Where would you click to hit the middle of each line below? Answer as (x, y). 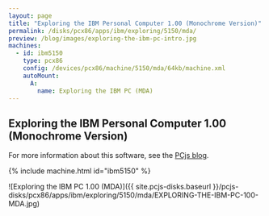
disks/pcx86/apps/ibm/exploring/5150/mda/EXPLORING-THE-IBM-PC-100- (133, 195)
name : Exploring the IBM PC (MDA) (95, 91)
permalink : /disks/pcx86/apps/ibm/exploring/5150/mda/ (103, 31)
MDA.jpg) (24, 204)
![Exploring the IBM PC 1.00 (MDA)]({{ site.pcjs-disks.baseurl (110, 187)
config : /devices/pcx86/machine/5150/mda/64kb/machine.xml (124, 69)
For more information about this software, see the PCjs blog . (109, 156)
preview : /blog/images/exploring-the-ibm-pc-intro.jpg (103, 38)
